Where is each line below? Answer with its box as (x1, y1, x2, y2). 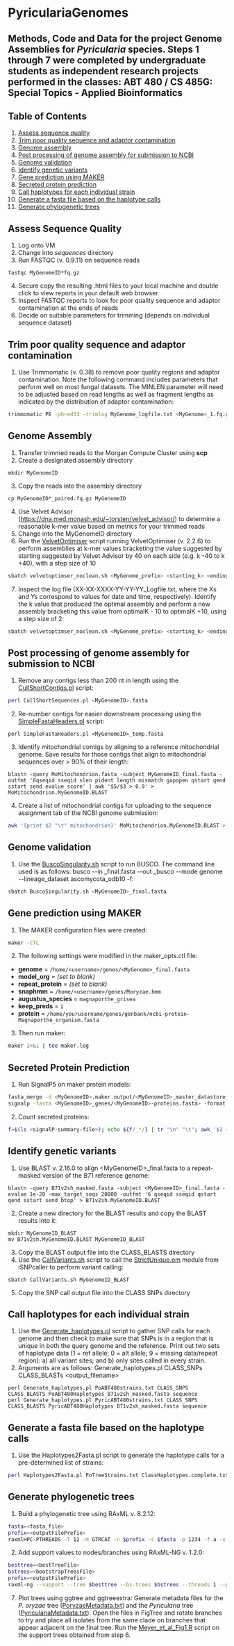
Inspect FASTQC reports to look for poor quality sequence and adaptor (17, 297, 221, 305)
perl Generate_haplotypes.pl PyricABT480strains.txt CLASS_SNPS (8, 1397, 198, 1404)
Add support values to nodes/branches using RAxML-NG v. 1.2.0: (17, 1548, 204, 1557)
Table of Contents (8, 110, 87, 122)
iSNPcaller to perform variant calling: (17, 1262, 124, 1271)
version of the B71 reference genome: (42, 1171, 150, 1179)
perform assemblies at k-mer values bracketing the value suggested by (17, 544, 223, 552)
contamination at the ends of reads (17, 304, 119, 312)
